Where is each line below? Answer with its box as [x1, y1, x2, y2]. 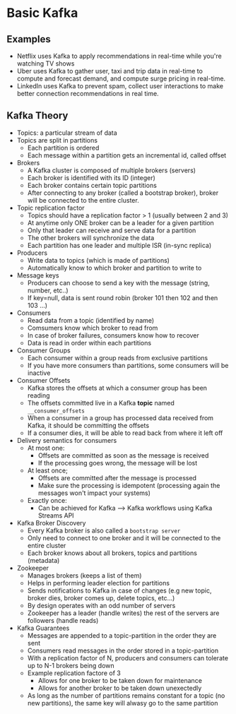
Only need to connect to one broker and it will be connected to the [27, 533, 221, 542]
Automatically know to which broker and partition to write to [27, 263, 202, 272]
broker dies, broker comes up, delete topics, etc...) [27, 593, 175, 602]
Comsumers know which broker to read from [27, 323, 158, 332]
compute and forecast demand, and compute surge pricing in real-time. [16, 74, 226, 83]
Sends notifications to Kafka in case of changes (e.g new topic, [27, 586, 212, 595]
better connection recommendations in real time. [16, 90, 160, 97]
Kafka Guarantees [16, 624, 70, 632]
